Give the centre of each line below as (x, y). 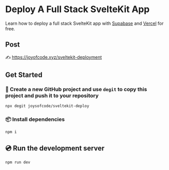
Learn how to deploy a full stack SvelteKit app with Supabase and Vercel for (85, 23)
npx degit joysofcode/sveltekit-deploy (47, 106)
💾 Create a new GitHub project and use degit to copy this (76, 90)
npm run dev (18, 162)
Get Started (24, 75)
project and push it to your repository (52, 96)
